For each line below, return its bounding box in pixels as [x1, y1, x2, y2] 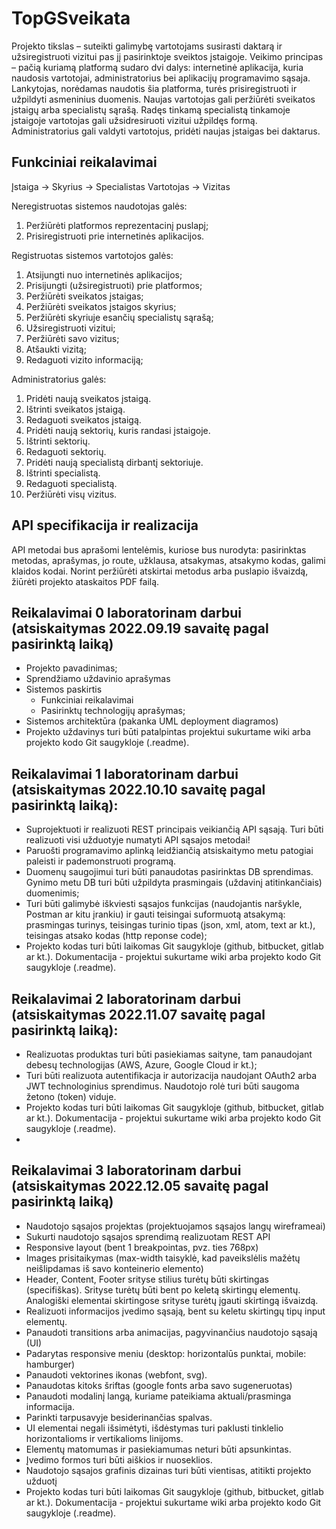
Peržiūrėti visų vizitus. [25, 488, 118, 500]
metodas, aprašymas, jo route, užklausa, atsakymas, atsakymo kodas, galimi [11, 554, 326, 566]
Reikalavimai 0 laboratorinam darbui [11, 604, 242, 621]
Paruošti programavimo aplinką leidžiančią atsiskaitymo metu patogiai [25, 845, 314, 857]
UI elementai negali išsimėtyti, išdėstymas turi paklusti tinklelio [25, 1422, 284, 1434]
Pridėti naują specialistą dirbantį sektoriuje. [25, 456, 204, 468]
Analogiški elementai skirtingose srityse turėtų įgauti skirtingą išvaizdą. [25, 1294, 319, 1306]
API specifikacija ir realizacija [11, 517, 199, 534]
